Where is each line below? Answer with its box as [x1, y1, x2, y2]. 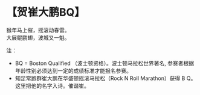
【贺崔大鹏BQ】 [6, 5, 86, 19]
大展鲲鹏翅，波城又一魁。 [6, 34, 70, 41]
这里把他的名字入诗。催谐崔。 [15, 82, 89, 89]
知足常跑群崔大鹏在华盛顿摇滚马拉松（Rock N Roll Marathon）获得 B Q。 [15, 75, 196, 82]
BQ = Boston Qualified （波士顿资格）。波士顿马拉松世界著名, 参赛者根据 [15, 60, 195, 67]
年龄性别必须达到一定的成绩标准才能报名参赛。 [15, 67, 132, 74]
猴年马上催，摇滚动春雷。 [6, 26, 70, 34]
